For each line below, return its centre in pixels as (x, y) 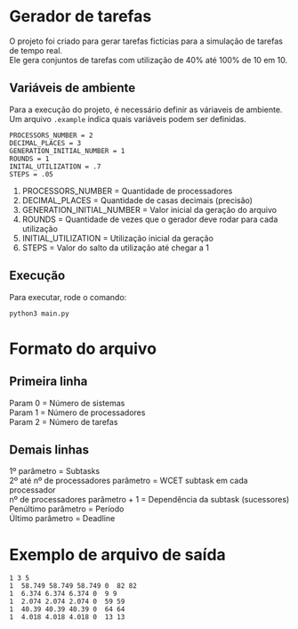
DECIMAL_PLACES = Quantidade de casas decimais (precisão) (137, 200)
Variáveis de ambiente (72, 88)
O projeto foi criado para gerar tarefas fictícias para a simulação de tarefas (146, 41)
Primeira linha (48, 382)
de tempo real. (36, 50)
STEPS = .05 (31, 174)
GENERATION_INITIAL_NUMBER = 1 (67, 151)
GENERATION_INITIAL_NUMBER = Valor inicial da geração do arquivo (149, 209)
